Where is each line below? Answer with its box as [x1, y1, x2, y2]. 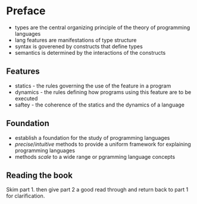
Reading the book [6, 170, 73, 180]
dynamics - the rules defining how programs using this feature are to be [14, 88, 192, 96]
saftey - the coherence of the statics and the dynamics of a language [14, 101, 185, 108]
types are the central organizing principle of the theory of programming [14, 24, 190, 31]
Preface [6, 4, 46, 18]
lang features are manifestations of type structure [14, 36, 137, 43]
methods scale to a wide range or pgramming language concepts [14, 153, 176, 160]
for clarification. [6, 192, 45, 200]
